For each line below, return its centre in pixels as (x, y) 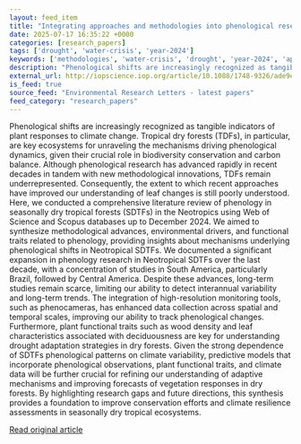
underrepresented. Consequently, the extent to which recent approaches (144, 184)
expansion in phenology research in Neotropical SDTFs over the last (135, 260)
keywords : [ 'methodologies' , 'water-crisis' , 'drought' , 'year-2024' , (144, 59)
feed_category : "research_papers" (74, 101)
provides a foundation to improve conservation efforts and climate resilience (150, 403)
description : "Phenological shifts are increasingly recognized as (138, 68)
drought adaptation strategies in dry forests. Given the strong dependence (146, 345)
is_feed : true (36, 84)
